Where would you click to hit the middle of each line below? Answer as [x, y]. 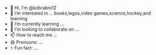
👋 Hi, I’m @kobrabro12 [33, 8]
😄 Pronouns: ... [26, 42]
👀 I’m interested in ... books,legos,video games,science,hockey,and [81, 13]
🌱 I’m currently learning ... [37, 24]
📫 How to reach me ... [34, 35]
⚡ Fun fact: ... [24, 48]
